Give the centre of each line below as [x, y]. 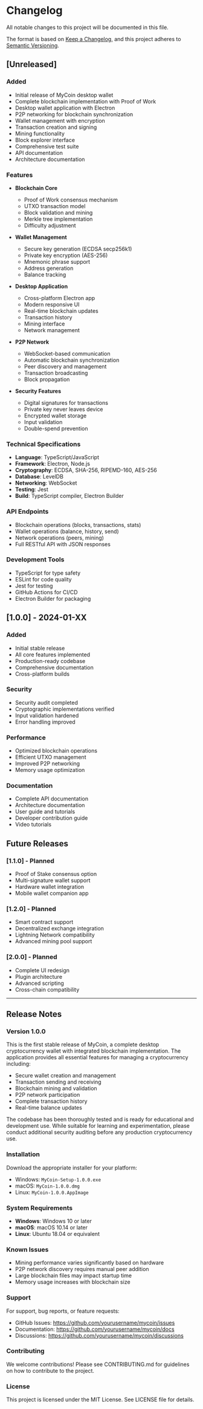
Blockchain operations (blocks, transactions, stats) [78, 525]
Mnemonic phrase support [57, 261]
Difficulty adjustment [50, 225]
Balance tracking [45, 274]
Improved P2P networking [47, 763]
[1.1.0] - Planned [30, 861]
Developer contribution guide [51, 818]
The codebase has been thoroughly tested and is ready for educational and [100, 1119]
